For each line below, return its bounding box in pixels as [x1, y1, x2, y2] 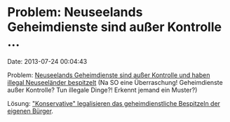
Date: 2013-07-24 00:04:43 [7, 57, 88, 65]
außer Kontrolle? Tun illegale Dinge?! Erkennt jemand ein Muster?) [7, 86, 198, 94]
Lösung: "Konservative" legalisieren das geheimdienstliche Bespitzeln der [7, 99, 221, 107]
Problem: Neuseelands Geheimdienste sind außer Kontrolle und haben [7, 71, 210, 79]
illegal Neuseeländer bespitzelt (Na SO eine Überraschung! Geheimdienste [7, 78, 223, 86]
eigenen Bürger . [7, 107, 54, 115]
